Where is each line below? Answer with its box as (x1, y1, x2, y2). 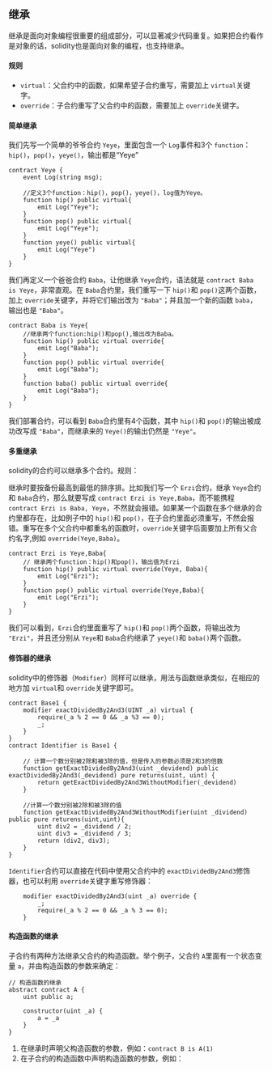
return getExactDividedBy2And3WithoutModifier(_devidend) (37, 778, 237, 786)
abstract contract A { (8, 985, 85, 993)
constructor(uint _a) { (23, 1006, 104, 1015)
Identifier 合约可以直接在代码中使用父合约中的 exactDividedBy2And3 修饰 (8, 866, 251, 875)
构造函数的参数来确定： (42, 961, 121, 971)
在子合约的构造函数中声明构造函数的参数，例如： (19, 1053, 184, 1063)
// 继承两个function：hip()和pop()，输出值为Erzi (23, 558, 181, 566)
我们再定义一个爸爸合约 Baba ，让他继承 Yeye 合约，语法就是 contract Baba (8, 275, 254, 285)
